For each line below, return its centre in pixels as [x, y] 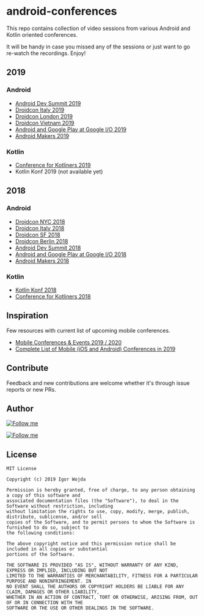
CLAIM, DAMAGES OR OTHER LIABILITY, [53, 592]
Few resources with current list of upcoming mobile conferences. [88, 330]
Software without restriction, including [60, 506]
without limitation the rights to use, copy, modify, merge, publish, [98, 512]
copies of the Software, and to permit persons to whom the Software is [101, 522]
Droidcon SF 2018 [38, 235]
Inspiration [27, 316]
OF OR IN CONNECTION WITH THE [45, 603]
